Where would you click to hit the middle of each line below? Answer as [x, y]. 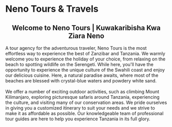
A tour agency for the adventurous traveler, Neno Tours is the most [76, 48]
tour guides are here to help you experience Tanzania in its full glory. [78, 119]
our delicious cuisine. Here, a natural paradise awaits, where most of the [82, 75]
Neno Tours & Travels [52, 9]
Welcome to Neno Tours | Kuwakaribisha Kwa [86, 28]
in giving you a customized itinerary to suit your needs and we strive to [80, 108]
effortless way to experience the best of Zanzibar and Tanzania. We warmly [85, 54]
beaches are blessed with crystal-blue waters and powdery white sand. [81, 81]
